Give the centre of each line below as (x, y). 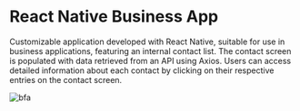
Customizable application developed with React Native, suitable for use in (147, 42)
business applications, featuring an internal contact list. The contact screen (150, 51)
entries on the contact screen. (66, 79)
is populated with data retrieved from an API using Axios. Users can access (150, 60)
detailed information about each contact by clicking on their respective (142, 70)
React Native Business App (114, 17)
